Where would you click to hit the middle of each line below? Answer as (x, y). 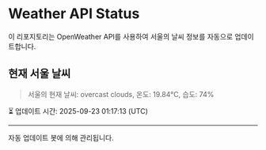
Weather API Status (74, 14)
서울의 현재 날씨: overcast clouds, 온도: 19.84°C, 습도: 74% (121, 94)
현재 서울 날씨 (40, 74)
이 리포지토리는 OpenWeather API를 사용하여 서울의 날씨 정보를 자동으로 (121, 36)
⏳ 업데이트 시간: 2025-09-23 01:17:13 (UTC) (78, 111)
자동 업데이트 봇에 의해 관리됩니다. (61, 137)
